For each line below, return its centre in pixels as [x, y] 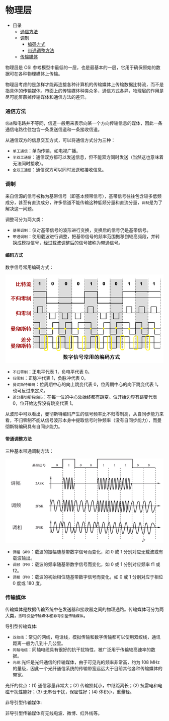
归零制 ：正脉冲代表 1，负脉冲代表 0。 [50, 378]
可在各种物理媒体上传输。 [36, 74]
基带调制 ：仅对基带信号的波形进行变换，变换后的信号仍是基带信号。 [82, 230]
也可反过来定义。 [30, 390]
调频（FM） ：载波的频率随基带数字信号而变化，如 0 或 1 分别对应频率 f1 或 [86, 564]
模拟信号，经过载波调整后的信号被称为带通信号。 [72, 243]
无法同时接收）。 [29, 164]
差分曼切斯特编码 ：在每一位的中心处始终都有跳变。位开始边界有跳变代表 [85, 397]
